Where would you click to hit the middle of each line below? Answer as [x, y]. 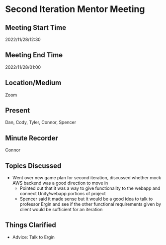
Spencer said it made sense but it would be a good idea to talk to [86, 199]
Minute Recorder [32, 138]
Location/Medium [33, 83]
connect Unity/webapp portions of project [63, 194]
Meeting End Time [34, 55]
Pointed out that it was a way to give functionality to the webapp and [90, 188]
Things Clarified [31, 225]
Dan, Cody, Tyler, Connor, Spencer [41, 122]
